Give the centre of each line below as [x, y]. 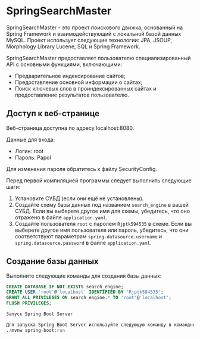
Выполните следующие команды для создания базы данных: [84, 276]
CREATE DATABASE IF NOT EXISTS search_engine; [65, 287]
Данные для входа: [31, 139]
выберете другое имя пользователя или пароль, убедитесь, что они [101, 230]
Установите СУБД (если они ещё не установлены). [79, 198]
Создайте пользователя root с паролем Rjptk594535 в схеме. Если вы [103, 223]
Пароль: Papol [33, 157]
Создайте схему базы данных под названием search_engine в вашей [102, 204]
